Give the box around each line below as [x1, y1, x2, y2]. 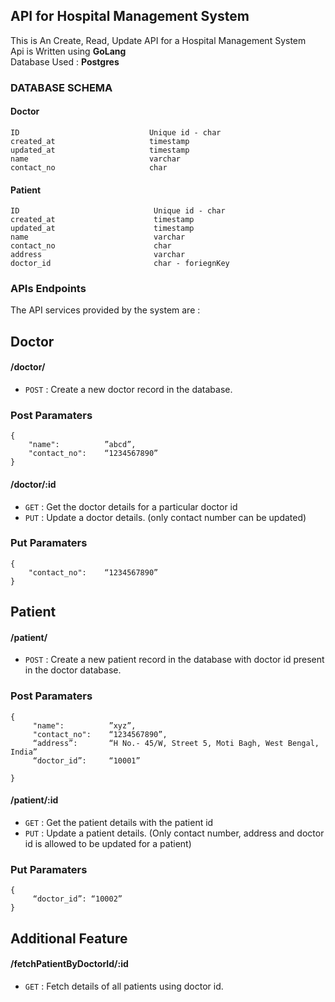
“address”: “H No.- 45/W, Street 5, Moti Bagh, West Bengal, [32, 738, 320, 748]
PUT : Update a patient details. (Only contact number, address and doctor [24, 827, 325, 839]
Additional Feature [10, 930, 128, 947]
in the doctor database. [24, 664, 122, 676]
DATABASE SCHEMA [10, 80, 113, 94]
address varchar [10, 250, 186, 260]
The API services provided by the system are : [10, 304, 201, 316]
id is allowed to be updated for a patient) [24, 837, 192, 849]
